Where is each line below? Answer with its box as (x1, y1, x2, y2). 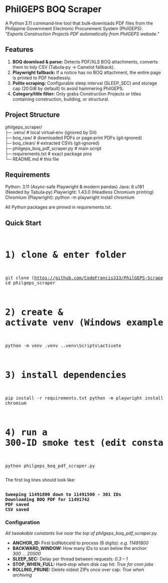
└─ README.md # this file (5, 156, 59, 162)
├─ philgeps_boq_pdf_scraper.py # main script (5, 145, 101, 151)
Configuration (5, 519, 40, 526)
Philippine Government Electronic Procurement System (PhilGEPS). (5, 25, 143, 31)
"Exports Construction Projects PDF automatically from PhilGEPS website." (5, 31, 159, 37)
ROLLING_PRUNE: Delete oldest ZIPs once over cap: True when (12, 566, 144, 573)
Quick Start (5, 218, 41, 227)
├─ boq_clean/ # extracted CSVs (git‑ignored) (5, 140, 100, 146)
